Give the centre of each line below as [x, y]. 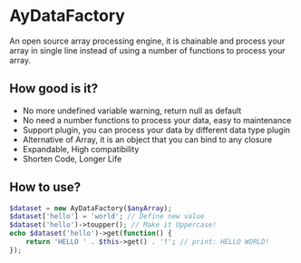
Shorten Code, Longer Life [72, 159]
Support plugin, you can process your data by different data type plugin [156, 130]
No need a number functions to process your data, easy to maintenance [157, 120]
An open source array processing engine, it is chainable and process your [147, 41]
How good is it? [53, 88]
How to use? [45, 187]
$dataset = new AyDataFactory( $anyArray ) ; [91, 208]
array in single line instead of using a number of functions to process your [147, 50]
